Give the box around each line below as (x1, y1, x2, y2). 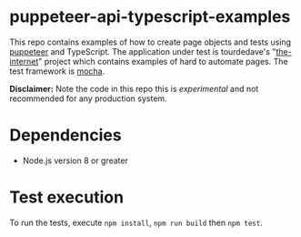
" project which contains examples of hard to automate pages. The (37, 56, 288, 67)
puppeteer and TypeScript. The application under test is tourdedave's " (9, 46, 276, 57)
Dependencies (9, 125, 122, 146)
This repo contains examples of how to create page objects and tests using (9, 36, 292, 47)
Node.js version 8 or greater (22, 155, 129, 166)
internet (9, 56, 39, 67)
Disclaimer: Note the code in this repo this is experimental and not (9, 83, 259, 94)
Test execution (9, 187, 125, 208)
